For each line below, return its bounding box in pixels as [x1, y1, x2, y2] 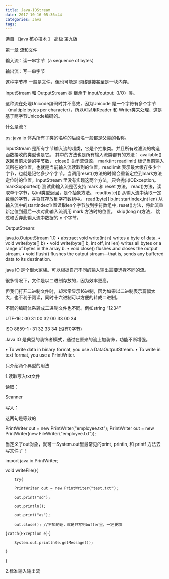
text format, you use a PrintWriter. [5, 352, 76, 358]
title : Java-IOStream [5, 7, 51, 13]
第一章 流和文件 [5, 47, 38, 53]
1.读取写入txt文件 [5, 373, 40, 379]
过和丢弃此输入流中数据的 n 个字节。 [5, 215, 82, 221]
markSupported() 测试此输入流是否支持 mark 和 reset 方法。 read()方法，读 [5, 183, 162, 190]
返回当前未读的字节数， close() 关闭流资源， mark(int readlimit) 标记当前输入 [5, 158, 164, 164]
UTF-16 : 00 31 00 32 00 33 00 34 [5, 316, 77, 322]
